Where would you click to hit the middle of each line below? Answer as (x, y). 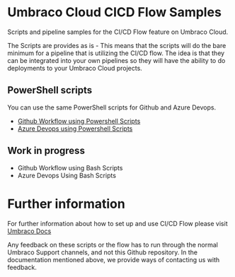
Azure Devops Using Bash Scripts (67, 175)
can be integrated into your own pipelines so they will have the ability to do (116, 60)
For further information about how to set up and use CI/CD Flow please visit (117, 223)
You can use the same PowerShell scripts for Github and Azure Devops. (112, 107)
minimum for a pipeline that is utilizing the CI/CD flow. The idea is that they (116, 53)
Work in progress (46, 151)
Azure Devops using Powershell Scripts (75, 129)
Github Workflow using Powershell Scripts (79, 121)
